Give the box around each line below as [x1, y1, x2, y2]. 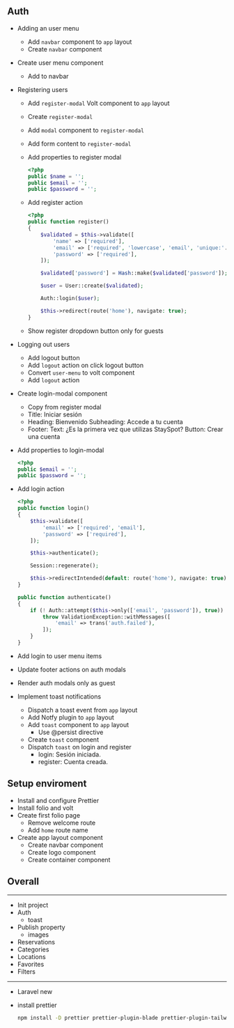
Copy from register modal [27, 403, 102, 411]
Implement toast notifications [17, 692, 102, 701]
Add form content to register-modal [27, 139, 132, 148]
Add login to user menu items [17, 651, 102, 660]
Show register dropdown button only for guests [27, 327, 164, 335]
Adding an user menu [17, 24, 79, 32]
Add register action [27, 198, 84, 207]
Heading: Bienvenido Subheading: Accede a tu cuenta [27, 417, 183, 426]
